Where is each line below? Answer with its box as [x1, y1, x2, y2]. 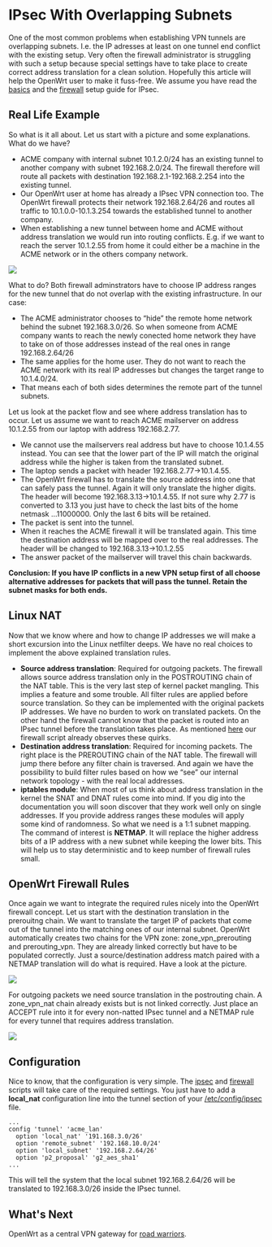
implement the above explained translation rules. [8, 647, 171, 657]
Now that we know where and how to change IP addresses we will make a [8, 630, 256, 640]
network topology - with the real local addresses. [19, 775, 185, 786]
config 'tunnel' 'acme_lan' [8, 1125, 104, 1134]
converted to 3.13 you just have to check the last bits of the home [19, 500, 239, 510]
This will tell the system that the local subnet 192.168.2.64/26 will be [8, 1175, 235, 1185]
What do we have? [8, 138, 71, 148]
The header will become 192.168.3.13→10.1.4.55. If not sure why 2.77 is [19, 491, 256, 501]
